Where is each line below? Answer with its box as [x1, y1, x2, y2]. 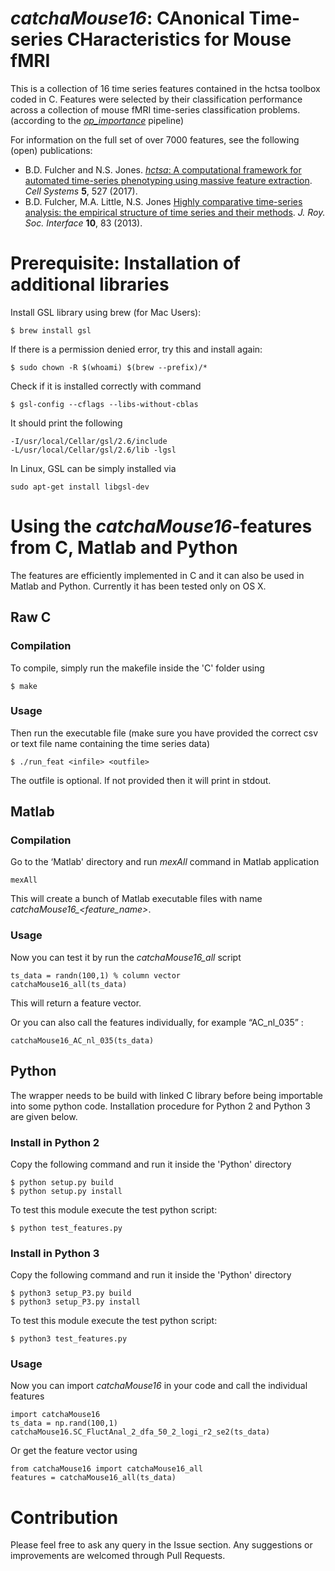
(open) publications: [10, 144, 93, 156]
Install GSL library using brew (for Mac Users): [10, 306, 202, 318]
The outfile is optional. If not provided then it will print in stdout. [10, 774, 272, 786]
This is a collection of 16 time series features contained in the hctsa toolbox [10, 82, 321, 94]
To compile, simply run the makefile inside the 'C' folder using [10, 662, 265, 674]
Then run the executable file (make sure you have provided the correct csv [10, 727, 319, 739]
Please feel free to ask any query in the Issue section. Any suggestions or [10, 1539, 313, 1551]
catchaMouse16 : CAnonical [10, 7, 245, 30]
